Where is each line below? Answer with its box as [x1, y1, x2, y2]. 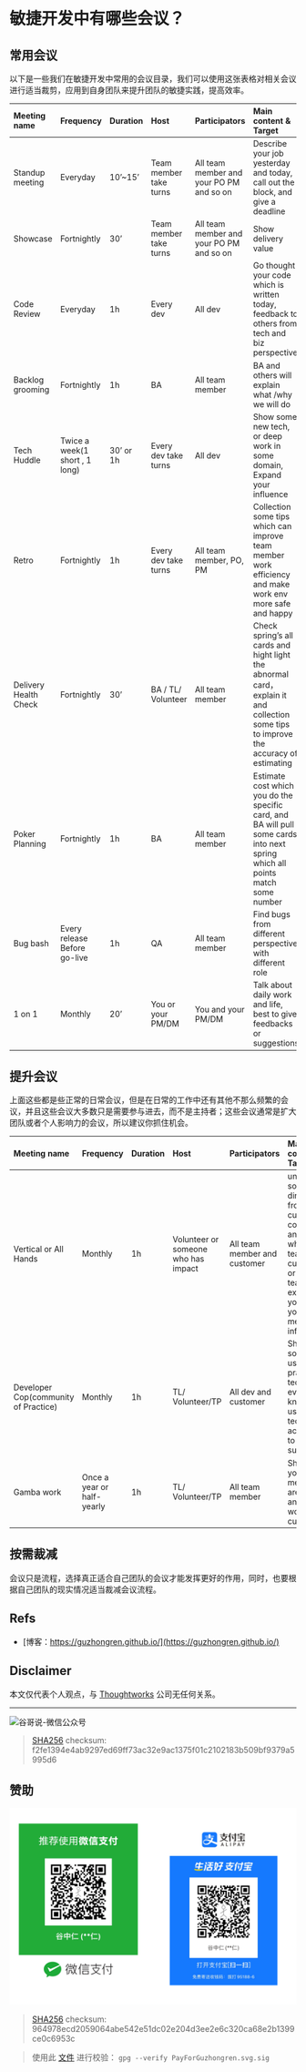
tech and [252, 328, 287, 339]
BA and [252, 360, 280, 371]
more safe [252, 598, 291, 608]
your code [252, 270, 291, 281]
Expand [252, 469, 282, 480]
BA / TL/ [150, 684, 182, 695]
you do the [252, 790, 293, 801]
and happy [252, 607, 293, 618]
